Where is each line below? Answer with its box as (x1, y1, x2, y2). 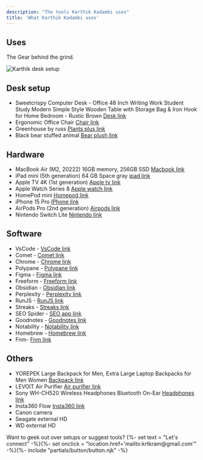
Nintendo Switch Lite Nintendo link (15, 211, 102, 218)
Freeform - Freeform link (15, 277, 77, 285)
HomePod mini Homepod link (15, 191, 89, 199)
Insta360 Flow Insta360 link (15, 402, 85, 409)
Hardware (6, 149, 45, 159)
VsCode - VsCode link (15, 245, 71, 252)
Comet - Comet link (15, 251, 65, 258)
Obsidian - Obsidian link (15, 283, 76, 291)
